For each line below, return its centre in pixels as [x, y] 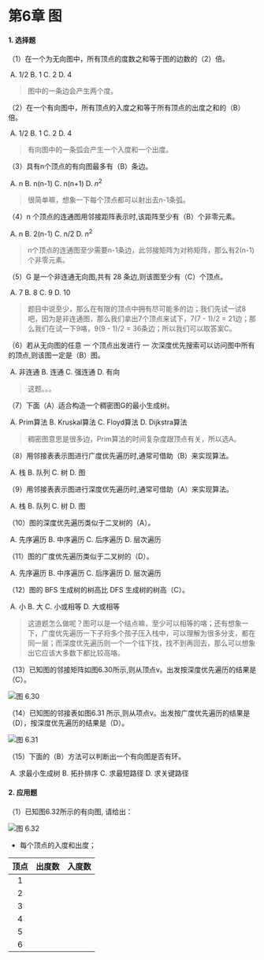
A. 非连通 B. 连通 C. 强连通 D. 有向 [65, 372]
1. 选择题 [22, 39]
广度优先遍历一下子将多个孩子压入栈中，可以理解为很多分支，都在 [149, 633]
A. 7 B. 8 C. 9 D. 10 [40, 292]
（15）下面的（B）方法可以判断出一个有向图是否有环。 [97, 756]
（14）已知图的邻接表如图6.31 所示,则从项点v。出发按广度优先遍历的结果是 [129, 713]
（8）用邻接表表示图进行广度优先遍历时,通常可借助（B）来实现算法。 [121, 455]
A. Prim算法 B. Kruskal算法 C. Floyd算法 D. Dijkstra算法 [99, 422]
